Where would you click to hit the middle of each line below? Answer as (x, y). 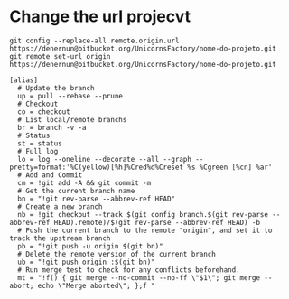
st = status (40, 143)
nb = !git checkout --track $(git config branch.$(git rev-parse (143, 214)
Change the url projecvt (100, 17)
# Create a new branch (60, 206)
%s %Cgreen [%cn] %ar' (229, 167)
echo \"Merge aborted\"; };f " (96, 285)
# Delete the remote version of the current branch (117, 254)
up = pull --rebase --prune (70, 96)
